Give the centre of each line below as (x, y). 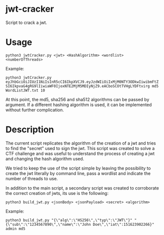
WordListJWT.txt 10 (25, 90)
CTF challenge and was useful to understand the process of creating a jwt (80, 153)
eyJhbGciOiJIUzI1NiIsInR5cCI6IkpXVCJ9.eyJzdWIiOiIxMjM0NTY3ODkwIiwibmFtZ (82, 82)
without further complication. (35, 110)
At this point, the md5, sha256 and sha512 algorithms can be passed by (77, 99)
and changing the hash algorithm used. (45, 159)
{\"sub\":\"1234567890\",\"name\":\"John (48, 224)
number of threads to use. (32, 178)
